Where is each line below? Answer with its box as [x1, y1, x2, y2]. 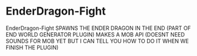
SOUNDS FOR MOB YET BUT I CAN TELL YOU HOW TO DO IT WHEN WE [5, 37, 189, 44]
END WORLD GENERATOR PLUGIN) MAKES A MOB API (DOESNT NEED [5, 30, 185, 38]
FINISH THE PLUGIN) [5, 44, 59, 51]
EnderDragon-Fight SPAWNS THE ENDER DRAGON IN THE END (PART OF [5, 24, 191, 32]
